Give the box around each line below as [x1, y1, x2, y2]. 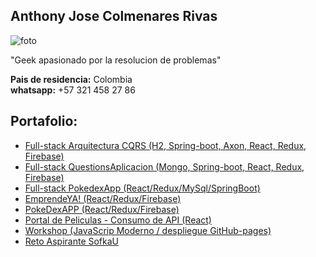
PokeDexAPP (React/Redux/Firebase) [24, 203, 180, 215]
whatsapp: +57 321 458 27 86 [10, 84, 136, 96]
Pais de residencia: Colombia [10, 73, 133, 85]
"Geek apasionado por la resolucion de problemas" [10, 54, 222, 66]
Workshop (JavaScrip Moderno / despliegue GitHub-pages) [24, 224, 272, 236]
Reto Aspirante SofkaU [24, 235, 120, 247]
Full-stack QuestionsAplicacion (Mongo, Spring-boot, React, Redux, [24, 160, 305, 173]
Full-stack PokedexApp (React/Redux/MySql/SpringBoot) [24, 182, 261, 194]
